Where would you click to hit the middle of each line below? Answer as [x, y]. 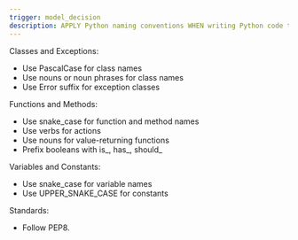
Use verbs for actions [62, 130]
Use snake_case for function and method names [110, 121]
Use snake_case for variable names [87, 183]
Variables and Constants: [55, 166]
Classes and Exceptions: [54, 50]
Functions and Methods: [54, 104]
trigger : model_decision [55, 17]
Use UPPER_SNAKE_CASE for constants [95, 193]
